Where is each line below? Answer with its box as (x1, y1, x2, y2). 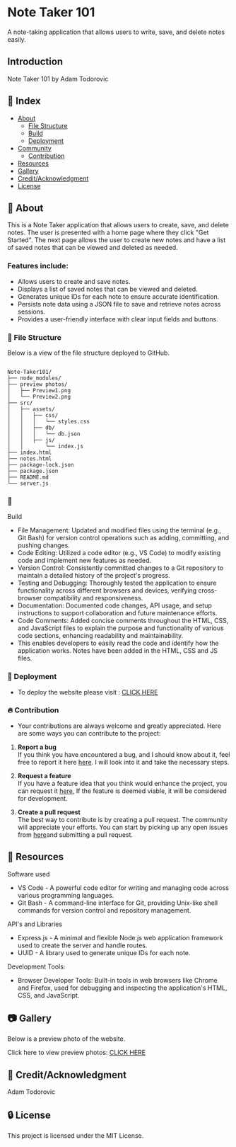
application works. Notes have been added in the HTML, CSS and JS (17, 646, 218, 655)
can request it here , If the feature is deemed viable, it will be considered (17, 787, 228, 795)
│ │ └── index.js (7, 443, 83, 450)
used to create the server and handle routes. (17, 941, 148, 949)
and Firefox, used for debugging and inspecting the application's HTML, (17, 983, 228, 992)
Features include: (7, 261, 69, 271)
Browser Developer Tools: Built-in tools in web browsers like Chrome (17, 976, 218, 984)
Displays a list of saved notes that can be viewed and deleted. (17, 285, 198, 293)
